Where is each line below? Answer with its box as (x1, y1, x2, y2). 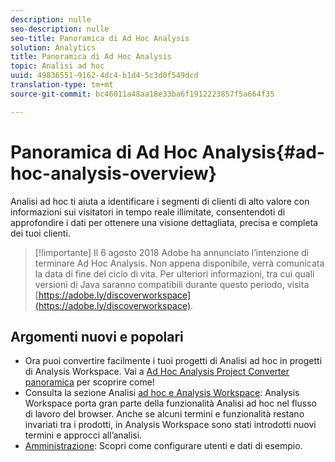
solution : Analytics (10, 42, 97, 53)
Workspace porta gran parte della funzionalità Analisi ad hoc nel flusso (24, 397, 317, 410)
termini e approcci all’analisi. (24, 429, 143, 441)
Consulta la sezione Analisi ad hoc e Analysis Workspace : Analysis (24, 387, 300, 399)
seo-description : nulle (10, 24, 110, 34)
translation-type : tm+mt (10, 80, 114, 90)
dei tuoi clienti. (10, 227, 71, 239)
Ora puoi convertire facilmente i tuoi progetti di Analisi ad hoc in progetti (24, 355, 323, 367)
